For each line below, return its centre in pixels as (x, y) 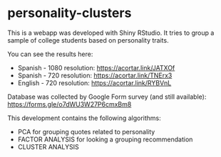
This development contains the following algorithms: (84, 118)
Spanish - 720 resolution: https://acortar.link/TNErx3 (95, 75)
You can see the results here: (50, 54)
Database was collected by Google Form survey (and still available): (107, 97)
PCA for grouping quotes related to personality (86, 131)
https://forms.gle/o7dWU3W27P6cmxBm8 (70, 104)
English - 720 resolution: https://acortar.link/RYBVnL (94, 82)
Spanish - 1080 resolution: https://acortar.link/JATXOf (96, 67)
